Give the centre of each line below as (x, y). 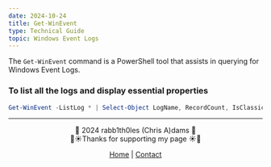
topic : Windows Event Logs (54, 38)
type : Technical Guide (46, 31)
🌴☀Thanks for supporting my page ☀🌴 (135, 139)
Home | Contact (135, 155)
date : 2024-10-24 (38, 16)
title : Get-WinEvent (43, 23)
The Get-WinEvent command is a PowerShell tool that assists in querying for (134, 61)
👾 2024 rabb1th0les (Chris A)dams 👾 (135, 131)
